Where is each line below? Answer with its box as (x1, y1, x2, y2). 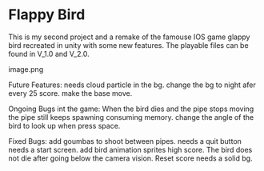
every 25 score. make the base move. (8, 88, 133, 97)
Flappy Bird (8, 6, 86, 24)
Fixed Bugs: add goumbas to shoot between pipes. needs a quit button (8, 136, 242, 145)
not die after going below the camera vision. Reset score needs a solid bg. (8, 153, 254, 163)
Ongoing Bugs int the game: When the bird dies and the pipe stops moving (8, 104, 254, 113)
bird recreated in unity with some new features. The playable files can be (8, 40, 250, 50)
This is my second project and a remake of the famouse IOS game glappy (8, 32, 250, 42)
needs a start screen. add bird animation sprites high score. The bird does (8, 145, 253, 154)
